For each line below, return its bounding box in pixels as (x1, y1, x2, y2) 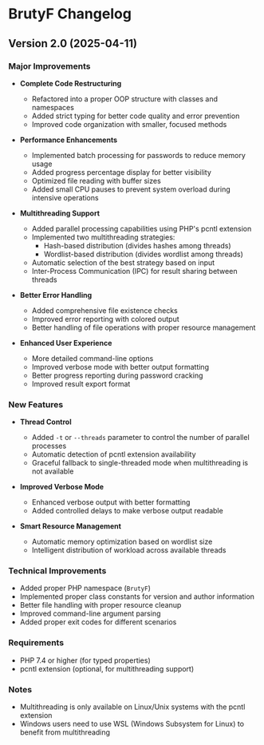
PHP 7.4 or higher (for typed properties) (19, 656, 152, 665)
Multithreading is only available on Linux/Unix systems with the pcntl (19, 702, 246, 711)
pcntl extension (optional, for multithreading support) (19, 664, 195, 673)
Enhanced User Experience (19, 338, 112, 347)
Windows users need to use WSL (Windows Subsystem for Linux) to (19, 719, 245, 729)
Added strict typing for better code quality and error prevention (31, 111, 240, 121)
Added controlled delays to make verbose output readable (31, 506, 223, 516)
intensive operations (31, 192, 99, 202)
